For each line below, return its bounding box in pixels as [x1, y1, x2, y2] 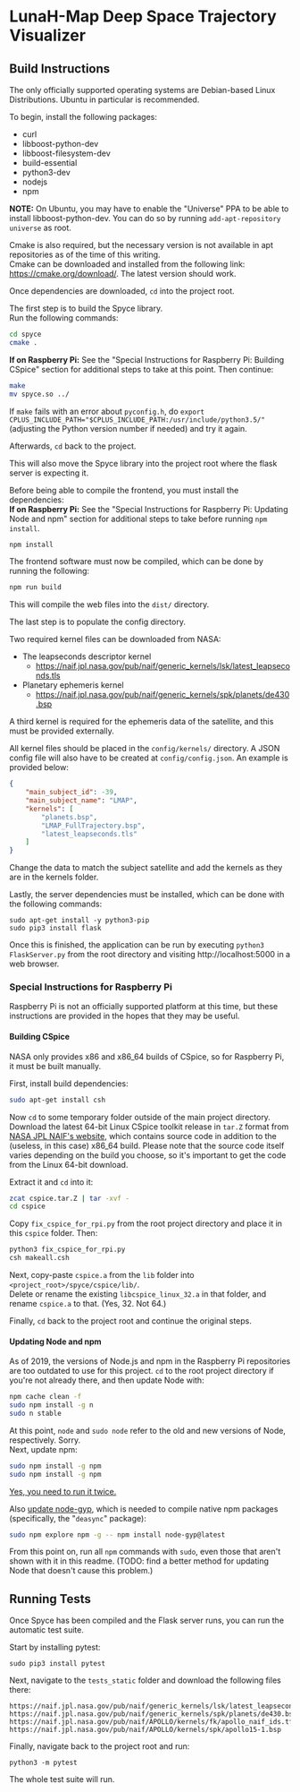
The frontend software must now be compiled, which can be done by [9, 556, 263, 567]
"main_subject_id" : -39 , [25, 788, 118, 797]
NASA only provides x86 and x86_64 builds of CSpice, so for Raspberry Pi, [9, 1050, 285, 1062]
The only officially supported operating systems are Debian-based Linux [9, 85, 276, 95]
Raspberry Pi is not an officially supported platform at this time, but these [9, 1001, 279, 1012]
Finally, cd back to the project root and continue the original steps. [9, 1316, 252, 1326]
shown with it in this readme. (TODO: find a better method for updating [9, 1556, 270, 1566]
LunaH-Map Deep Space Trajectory [9, 6, 277, 27]
